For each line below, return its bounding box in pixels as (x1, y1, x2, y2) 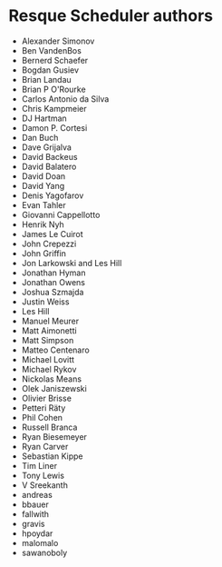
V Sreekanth (21, 479, 69, 491)
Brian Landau (21, 74, 72, 85)
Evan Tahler (21, 199, 67, 210)
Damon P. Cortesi (21, 122, 88, 133)
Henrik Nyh (21, 219, 64, 230)
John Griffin (21, 247, 67, 259)
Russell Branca (21, 422, 78, 433)
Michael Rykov (21, 363, 77, 374)
